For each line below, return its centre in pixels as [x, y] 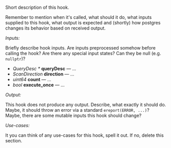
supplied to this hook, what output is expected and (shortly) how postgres [83, 23]
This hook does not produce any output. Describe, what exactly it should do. [86, 105]
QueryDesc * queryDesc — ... [44, 69]
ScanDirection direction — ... [43, 74]
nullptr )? [15, 59]
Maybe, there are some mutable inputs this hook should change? [74, 115]
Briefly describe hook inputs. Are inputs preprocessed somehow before [80, 48]
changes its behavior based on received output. [56, 28]
